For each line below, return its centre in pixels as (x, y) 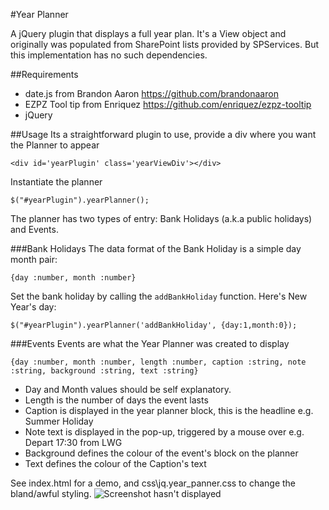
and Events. (34, 229)
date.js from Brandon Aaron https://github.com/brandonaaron (151, 93)
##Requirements (44, 74)
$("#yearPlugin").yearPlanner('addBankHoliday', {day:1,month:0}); (154, 325)
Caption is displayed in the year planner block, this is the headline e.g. (169, 410)
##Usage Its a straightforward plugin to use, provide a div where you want (163, 134)
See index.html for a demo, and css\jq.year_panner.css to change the (153, 483)
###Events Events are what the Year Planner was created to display (150, 343)
